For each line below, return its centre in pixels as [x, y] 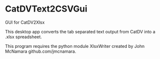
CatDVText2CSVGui [46, 9]
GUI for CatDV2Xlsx [25, 22]
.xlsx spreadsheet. [24, 37]
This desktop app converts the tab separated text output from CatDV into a [80, 31]
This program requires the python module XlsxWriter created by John [75, 46]
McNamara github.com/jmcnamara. [41, 51]
